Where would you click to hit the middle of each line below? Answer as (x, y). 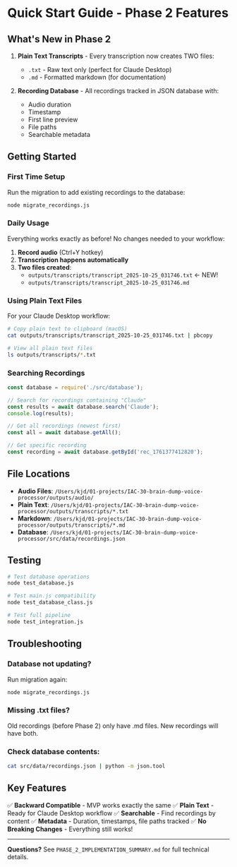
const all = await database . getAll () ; (64, 433)
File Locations (39, 474)
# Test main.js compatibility (52, 596)
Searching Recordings (46, 373)
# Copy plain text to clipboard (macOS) (68, 329)
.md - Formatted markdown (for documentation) (97, 77)
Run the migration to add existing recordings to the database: (96, 192)
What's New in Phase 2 (59, 39)
